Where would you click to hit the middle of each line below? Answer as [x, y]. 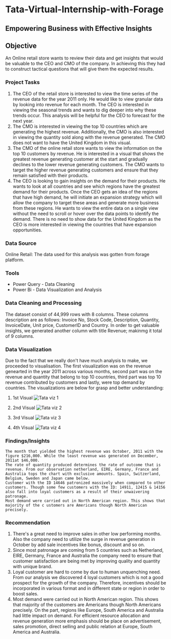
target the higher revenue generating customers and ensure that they [86, 170]
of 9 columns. [20, 336]
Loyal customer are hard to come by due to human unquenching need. [87, 572]
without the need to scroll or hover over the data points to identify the [86, 214]
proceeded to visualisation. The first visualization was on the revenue [78, 366]
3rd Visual [23, 417]
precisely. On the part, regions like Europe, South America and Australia [88, 610]
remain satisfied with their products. [51, 175]
